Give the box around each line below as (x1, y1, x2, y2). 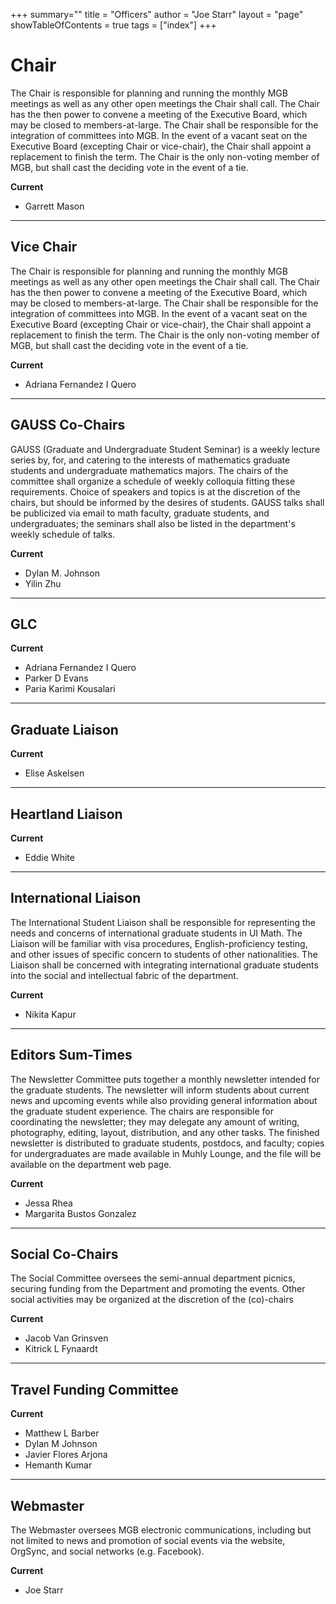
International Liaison (10, 890, 142, 907)
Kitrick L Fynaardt (24, 1343, 98, 1355)
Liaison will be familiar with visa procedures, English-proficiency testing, (10, 937, 308, 949)
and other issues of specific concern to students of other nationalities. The (10, 948, 318, 960)
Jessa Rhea (24, 1197, 73, 1209)
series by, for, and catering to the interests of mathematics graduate (10, 454, 291, 466)
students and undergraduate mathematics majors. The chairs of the (10, 464, 289, 476)
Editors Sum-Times (10, 1047, 133, 1064)
